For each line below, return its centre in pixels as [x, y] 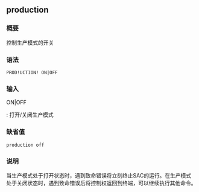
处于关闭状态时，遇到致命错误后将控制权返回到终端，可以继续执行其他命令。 [101, 183]
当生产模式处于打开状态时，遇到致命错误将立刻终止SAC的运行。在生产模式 [99, 175]
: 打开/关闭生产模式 [30, 115]
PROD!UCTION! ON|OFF [32, 72]
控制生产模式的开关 [30, 42]
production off [25, 145]
